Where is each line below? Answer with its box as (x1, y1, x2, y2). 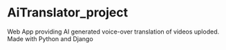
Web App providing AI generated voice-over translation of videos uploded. (7, 27, 220, 36)
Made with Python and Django (7, 34, 93, 42)
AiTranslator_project (7, 5, 129, 21)
